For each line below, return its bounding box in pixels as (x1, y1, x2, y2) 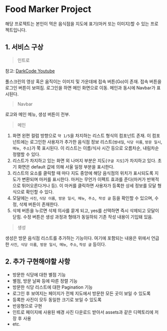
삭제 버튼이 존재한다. (19, 201, 59, 207)
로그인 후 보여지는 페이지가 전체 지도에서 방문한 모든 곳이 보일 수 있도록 (12, 290, 151, 296)
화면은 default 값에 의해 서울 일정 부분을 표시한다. (17, 163, 115, 169)
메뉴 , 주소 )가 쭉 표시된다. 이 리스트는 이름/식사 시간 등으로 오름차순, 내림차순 (12, 145, 160, 151)
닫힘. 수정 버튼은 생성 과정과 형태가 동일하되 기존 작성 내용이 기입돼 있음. (12, 213, 154, 219)
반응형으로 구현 (12, 302, 42, 308)
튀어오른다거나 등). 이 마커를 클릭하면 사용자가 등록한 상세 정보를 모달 (21, 182, 157, 188)
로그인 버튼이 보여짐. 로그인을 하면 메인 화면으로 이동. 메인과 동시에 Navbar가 (5, 84, 156, 90)
